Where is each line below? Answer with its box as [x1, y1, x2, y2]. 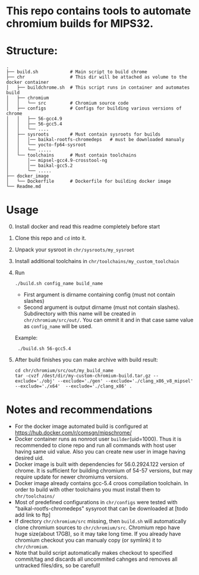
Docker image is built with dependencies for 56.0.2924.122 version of [14, 461, 185, 468]
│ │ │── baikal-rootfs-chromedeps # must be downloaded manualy [6, 137, 185, 143]
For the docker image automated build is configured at [14, 423, 149, 430]
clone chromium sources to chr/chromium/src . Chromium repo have [14, 524, 180, 531]
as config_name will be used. [23, 323, 93, 330]
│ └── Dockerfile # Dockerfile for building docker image [6, 179, 171, 185]
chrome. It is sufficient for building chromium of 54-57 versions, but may [14, 467, 193, 474]
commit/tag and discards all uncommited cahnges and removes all [14, 555, 178, 562]
